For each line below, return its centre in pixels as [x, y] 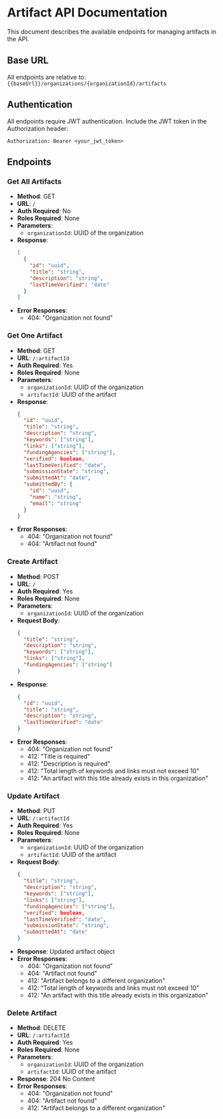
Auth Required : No [44, 211]
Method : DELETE [41, 1028]
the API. [18, 38]
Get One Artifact [35, 335]
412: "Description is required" [69, 764]
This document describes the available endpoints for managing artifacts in [112, 32]
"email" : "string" [56, 503]
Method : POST [38, 576]
